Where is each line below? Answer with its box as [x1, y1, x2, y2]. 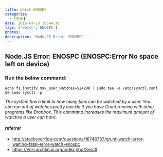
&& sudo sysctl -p [5, 90, 42, 95]
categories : [5, 12, 29, 17]
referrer [5, 125, 21, 131]
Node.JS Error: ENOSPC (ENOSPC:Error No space [5, 52, 159, 61]
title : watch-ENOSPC [5, 7, 47, 12]
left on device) [5, 60, 50, 68]
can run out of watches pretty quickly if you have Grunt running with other [5, 103, 154, 110]
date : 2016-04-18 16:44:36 [5, 20, 60, 26]
